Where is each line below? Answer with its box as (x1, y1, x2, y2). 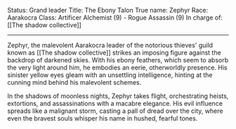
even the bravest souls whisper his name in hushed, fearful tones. (7, 114, 198, 122)
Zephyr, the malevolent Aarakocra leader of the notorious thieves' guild (7, 41, 213, 49)
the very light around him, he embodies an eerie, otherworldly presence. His (7, 63, 228, 72)
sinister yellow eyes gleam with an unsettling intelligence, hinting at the (7, 71, 213, 79)
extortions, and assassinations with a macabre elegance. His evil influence (7, 100, 223, 107)
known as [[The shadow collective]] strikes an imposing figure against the (7, 48, 221, 57)
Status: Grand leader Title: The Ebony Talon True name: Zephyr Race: (7, 6, 209, 14)
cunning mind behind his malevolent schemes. (7, 79, 142, 86)
